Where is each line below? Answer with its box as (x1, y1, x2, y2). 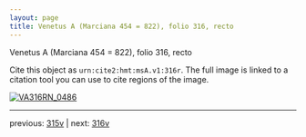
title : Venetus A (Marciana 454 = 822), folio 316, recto (9, 22, 234, 31)
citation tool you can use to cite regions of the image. (9, 73, 209, 84)
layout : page (9, 13, 59, 23)
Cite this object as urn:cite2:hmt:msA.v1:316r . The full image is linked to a (9, 64, 289, 75)
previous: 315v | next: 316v (9, 117, 110, 128)
